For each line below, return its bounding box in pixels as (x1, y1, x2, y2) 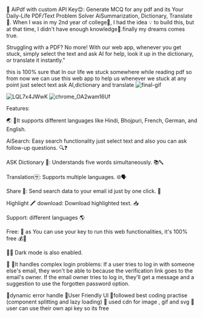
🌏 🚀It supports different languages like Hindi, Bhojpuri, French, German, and (6, 117, 198, 124)
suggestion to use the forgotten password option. (6, 280, 130, 287)
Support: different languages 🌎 (6, 214, 85, 221)
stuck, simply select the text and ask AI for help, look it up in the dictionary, (6, 50, 194, 57)
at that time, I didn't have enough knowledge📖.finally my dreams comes (6, 25, 185, 33)
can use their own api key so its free (19, 305, 109, 312)
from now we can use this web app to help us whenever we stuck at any (6, 75, 187, 82)
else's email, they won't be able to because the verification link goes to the (6, 267, 193, 274)
